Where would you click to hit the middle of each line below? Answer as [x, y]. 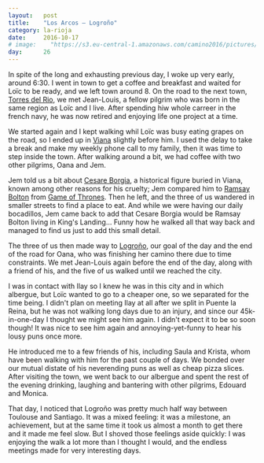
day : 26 [29, 52]
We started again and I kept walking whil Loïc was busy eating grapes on [126, 131]
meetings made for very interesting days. [75, 450]
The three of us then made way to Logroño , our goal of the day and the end [130, 246]
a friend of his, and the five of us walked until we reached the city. [115, 271]
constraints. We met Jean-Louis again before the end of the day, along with [130, 262]
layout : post [33, 15]
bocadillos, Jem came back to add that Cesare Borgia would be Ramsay [125, 214]
